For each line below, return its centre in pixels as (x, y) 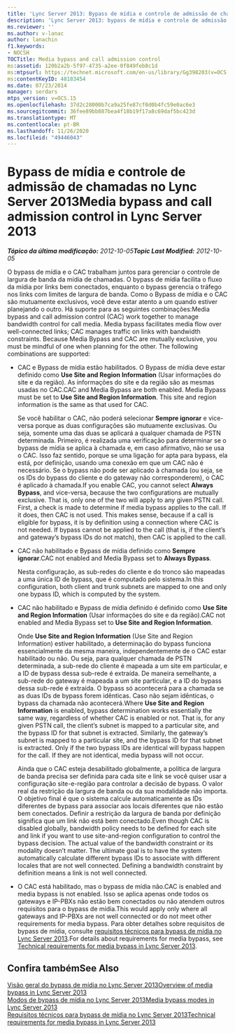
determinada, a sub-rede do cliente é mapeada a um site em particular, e (122, 666)
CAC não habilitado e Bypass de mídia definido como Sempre (106, 551)
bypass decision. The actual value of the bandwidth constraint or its (115, 843)
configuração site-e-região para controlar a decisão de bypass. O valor (120, 784)
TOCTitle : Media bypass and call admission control (84, 60)
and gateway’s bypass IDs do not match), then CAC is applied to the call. (122, 537)
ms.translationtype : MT (42, 118)
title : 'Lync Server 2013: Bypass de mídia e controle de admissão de (112, 14)
